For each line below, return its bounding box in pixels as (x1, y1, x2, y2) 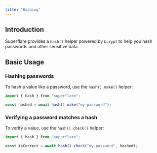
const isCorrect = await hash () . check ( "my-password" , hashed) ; (5, 144, 138, 149)
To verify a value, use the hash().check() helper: (5, 125, 104, 131)
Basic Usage (5, 58, 44, 66)
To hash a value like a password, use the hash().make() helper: (5, 84, 133, 90)
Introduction (5, 26, 44, 34)
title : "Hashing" (5, 7, 41, 12)
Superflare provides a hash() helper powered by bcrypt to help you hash (5, 38, 153, 44)
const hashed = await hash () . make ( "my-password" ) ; (5, 102, 112, 107)
